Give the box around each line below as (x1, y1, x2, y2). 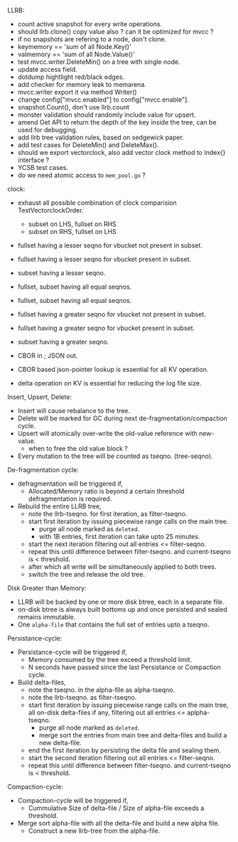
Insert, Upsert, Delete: (7, 393, 72, 401)
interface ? (17, 156, 50, 164)
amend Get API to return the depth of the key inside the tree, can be (17, 118, 217, 127)
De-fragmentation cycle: (7, 466, 80, 474)
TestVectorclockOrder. (17, 206, 84, 214)
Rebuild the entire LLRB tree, (17, 502, 102, 511)
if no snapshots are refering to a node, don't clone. (17, 35, 167, 43)
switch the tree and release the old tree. (28, 570, 146, 578)
